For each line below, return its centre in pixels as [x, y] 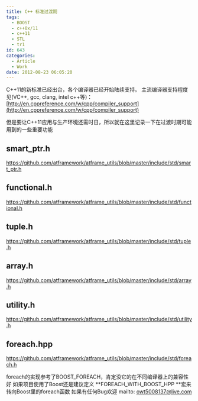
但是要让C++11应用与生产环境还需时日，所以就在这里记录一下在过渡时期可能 [99, 122]
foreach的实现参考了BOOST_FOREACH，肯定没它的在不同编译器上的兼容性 [98, 377]
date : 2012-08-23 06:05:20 [39, 72]
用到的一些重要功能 [30, 130]
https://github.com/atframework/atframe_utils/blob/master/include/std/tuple [99, 241]
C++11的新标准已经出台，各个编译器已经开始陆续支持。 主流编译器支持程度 [97, 90]
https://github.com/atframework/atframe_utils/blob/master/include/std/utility [99, 319]
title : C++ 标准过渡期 [32, 12]
